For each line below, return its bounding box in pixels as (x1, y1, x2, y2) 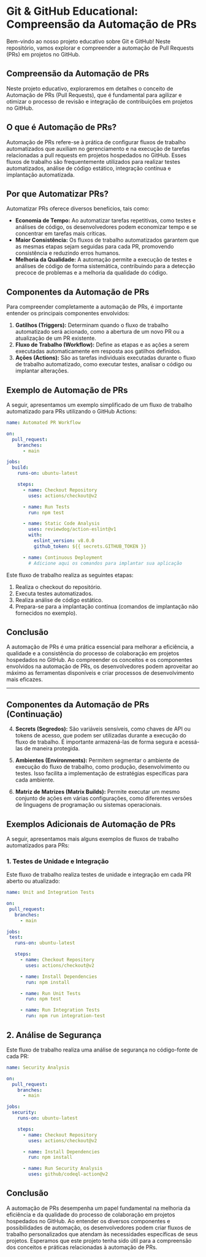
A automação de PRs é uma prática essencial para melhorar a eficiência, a (6, 643, 194, 651)
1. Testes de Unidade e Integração (6, 857, 109, 866)
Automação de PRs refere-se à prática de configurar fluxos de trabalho (6, 138, 186, 145)
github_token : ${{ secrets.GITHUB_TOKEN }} (33, 543, 147, 550)
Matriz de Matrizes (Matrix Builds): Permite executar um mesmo (15, 788, 180, 796)
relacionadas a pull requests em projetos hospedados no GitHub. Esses (6, 152, 187, 159)
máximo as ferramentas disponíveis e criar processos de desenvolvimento (6, 669, 194, 677)
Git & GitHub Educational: (6, 4, 139, 18)
